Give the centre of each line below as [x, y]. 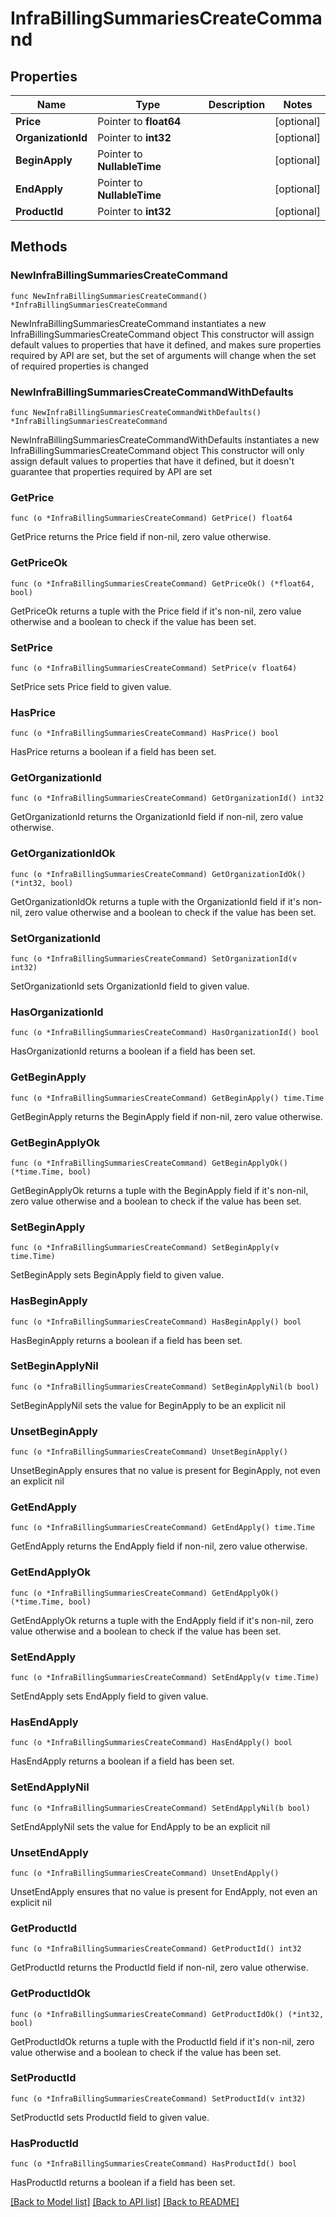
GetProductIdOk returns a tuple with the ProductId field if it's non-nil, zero [162, 2041]
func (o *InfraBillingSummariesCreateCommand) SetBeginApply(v [145, 1248]
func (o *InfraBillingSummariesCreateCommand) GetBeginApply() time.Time [167, 1098]
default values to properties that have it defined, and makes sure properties [166, 344]
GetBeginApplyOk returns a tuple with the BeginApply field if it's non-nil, [159, 1190]
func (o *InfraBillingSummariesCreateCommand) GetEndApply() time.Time [162, 1528]
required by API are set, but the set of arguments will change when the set [163, 355]
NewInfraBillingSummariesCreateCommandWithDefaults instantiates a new [165, 439]
